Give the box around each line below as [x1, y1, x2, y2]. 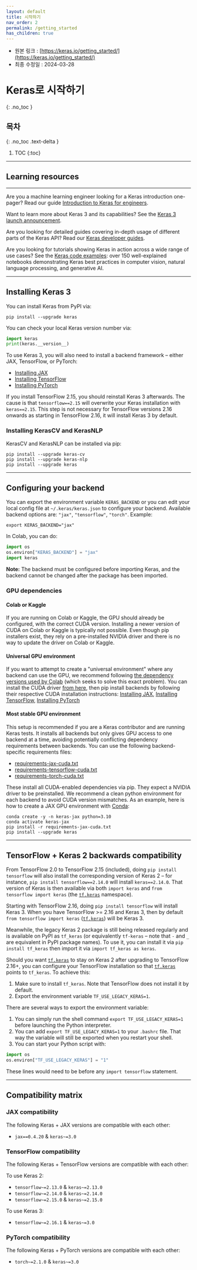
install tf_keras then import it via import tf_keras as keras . [6, 945, 157, 952]
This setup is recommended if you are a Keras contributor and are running [6, 723, 185, 730]
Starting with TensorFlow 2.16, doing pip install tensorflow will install [6, 902, 178, 909]
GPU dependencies [6, 586, 63, 594]
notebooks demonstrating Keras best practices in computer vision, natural [6, 258, 185, 265]
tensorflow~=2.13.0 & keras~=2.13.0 [14, 1184, 103, 1191]
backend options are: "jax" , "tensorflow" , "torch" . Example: [6, 511, 152, 518]
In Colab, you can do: [6, 533, 57, 540]
